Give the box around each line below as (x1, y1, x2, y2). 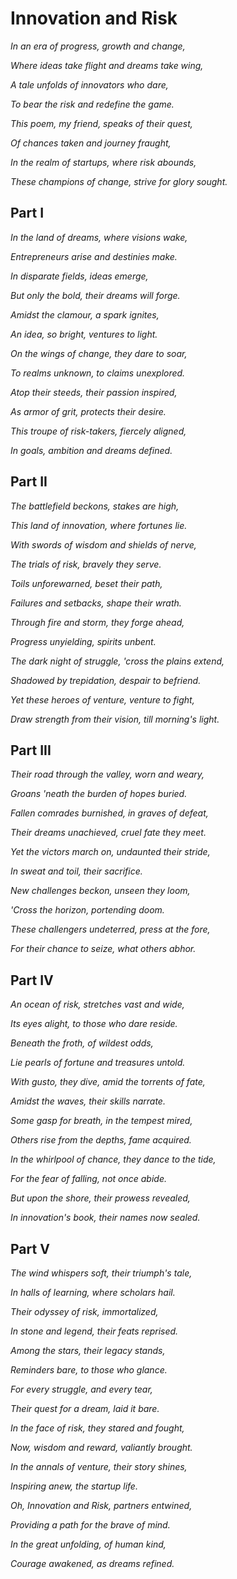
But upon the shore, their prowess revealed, (10, 1192, 191, 1204)
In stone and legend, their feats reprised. (10, 1325, 179, 1337)
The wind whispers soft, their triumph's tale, (10, 1267, 193, 1279)
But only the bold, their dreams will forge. (10, 289, 181, 301)
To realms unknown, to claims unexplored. (10, 367, 186, 379)
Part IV (10, 972, 54, 989)
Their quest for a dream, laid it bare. (10, 1403, 160, 1414)
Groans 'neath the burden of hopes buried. (10, 788, 188, 800)
